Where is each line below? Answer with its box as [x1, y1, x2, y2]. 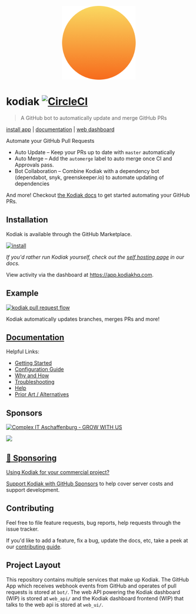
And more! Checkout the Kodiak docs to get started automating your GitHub [6, 191, 190, 198]
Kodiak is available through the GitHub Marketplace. [6, 230, 132, 237]
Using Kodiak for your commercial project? [6, 469, 110, 475]
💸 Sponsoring [6, 453, 57, 463]
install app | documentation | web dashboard [6, 126, 115, 133]
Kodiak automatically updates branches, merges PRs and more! [6, 315, 160, 322]
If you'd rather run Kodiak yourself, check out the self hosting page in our [6, 253, 184, 260]
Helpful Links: [6, 348, 40, 355]
